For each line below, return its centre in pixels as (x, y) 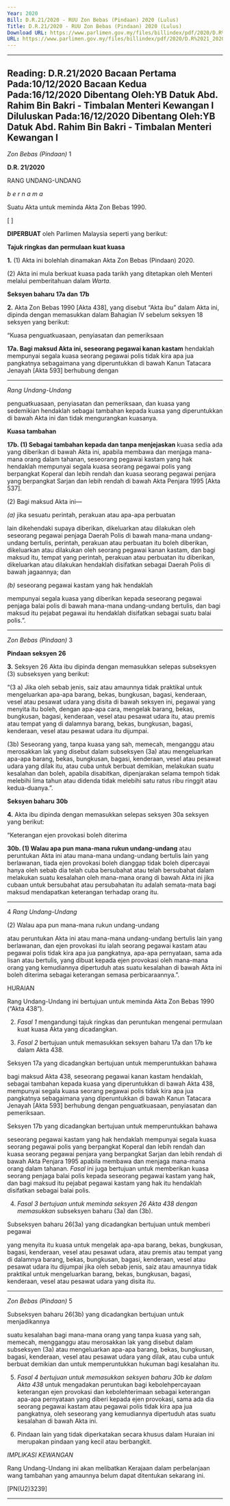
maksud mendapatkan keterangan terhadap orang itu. (83, 892)
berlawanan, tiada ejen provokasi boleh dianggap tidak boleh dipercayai (108, 863)
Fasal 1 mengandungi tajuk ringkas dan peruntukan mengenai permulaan (119, 1022)
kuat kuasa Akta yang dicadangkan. (67, 1029)
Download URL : (27, 33)
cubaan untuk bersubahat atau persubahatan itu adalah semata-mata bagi (112, 885)
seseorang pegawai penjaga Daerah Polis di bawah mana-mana (97, 535)
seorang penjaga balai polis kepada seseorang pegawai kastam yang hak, (111, 1175)
